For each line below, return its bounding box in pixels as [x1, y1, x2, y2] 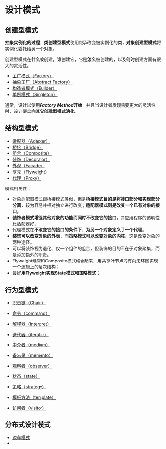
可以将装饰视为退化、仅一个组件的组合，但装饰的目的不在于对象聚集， [12, 245, 156, 251]
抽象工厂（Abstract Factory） [12, 79, 73, 85]
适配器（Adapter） [12, 138, 51, 144]
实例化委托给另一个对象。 [5, 46, 57, 52]
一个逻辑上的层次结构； [12, 263, 60, 269]
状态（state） [12, 373, 41, 379]
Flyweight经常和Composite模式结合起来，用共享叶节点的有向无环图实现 [12, 258, 158, 263]
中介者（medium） [12, 341, 51, 348]
